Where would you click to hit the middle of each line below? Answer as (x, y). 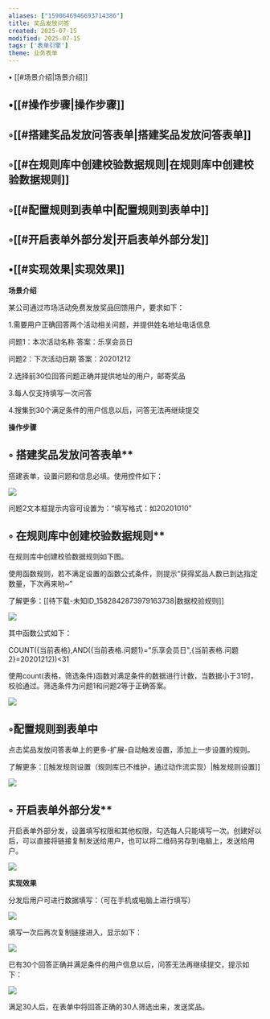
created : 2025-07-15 (43, 31)
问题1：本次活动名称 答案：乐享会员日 (71, 341)
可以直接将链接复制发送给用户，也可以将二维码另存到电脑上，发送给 (135, 841)
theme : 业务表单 (33, 53)
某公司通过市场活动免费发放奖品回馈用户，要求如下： (96, 307)
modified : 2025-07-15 (45, 38)
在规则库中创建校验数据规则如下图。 (68, 557)
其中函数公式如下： (40, 633)
